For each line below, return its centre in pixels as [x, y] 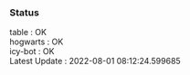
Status [24, 13]
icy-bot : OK [32, 52]
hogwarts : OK [37, 42]
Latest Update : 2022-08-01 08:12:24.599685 [95, 61]
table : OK [28, 33]
